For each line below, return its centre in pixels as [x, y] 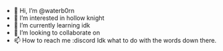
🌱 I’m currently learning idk [52, 25]
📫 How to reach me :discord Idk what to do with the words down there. [115, 40]
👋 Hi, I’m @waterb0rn [44, 11]
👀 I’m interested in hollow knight [59, 18]
